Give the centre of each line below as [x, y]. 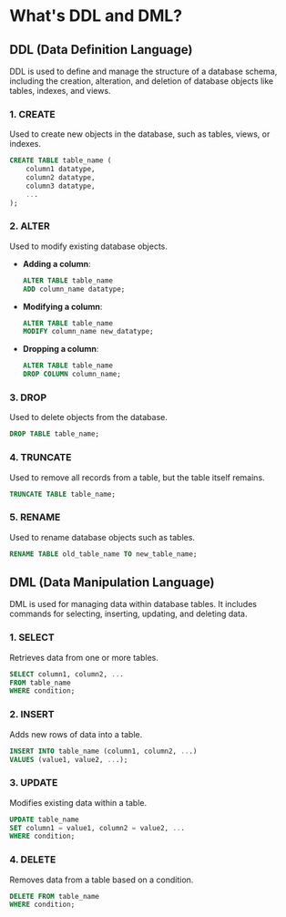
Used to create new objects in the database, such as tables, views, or [140, 134]
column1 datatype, [61, 170]
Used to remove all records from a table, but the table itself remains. [138, 477]
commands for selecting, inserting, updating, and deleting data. [128, 614]
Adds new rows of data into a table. [76, 734]
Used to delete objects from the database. [89, 417]
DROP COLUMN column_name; [71, 375]
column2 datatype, [61, 178]
